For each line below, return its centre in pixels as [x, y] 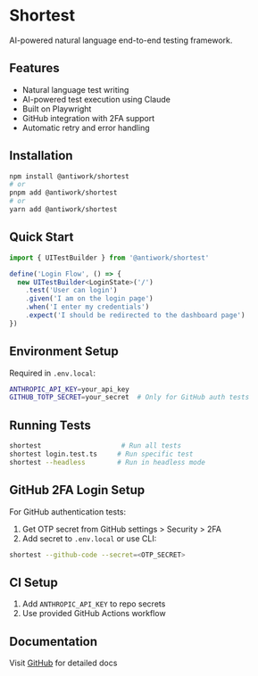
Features [34, 68]
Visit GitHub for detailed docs [63, 663]
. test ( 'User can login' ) [71, 291]
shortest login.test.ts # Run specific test [101, 454]
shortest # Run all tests [95, 446]
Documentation [54, 642]
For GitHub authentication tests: [68, 511]
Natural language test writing [75, 89]
